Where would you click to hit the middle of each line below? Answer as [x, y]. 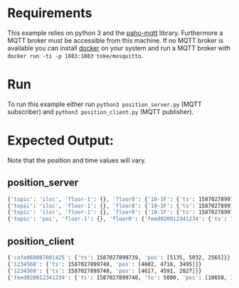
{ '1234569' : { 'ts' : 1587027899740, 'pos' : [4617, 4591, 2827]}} [105, 271]
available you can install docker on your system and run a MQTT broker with [119, 48]
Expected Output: [60, 141]
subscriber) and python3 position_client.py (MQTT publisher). [101, 111]
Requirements [50, 13]
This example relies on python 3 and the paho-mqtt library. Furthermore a [115, 33]
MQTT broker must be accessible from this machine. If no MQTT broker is [116, 40]
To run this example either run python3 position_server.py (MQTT [105, 104]
